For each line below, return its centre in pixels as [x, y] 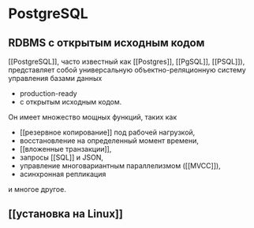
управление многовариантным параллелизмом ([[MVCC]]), [120, 165]
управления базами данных [55, 78]
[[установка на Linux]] [66, 214]
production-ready [48, 94]
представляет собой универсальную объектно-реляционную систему [127, 70]
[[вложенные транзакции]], [65, 149]
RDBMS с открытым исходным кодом [106, 43]
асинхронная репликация [63, 174]
